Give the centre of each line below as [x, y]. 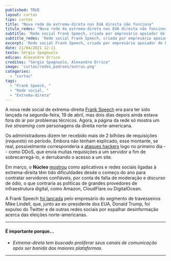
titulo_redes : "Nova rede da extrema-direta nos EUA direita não [76, 29]
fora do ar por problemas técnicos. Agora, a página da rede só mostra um [82, 121]
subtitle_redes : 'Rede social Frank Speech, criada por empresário [78, 39]
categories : [18, 72]
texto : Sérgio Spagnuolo [32, 52]
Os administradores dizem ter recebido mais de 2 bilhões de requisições [81, 136]
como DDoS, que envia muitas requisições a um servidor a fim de [77, 152]
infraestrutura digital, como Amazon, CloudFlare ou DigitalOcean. [74, 189]
